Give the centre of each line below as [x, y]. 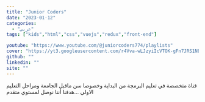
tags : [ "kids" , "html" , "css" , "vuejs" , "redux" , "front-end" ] [81, 35]
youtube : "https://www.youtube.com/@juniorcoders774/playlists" [90, 46]
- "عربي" [23, 29]
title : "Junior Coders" [37, 12]
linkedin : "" [23, 62]
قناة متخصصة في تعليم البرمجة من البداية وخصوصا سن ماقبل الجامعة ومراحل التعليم [102, 85]
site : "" [17, 68]
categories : [21, 23]
